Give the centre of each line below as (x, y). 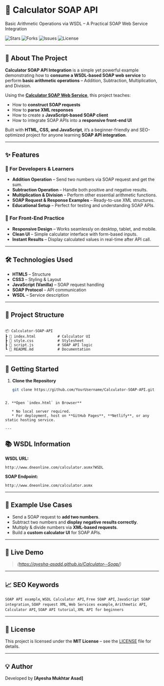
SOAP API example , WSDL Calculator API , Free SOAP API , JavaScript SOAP (78, 599)
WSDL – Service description (41, 295)
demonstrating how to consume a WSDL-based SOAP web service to (76, 75)
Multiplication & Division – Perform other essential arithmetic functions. (84, 195)
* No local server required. (41, 412)
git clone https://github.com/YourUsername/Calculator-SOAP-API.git (83, 390)
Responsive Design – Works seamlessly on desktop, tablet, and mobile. (84, 229)
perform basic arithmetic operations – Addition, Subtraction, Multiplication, (81, 80)
